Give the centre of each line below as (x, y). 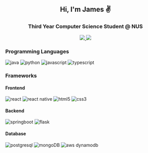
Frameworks (21, 75)
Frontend (15, 88)
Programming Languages (37, 51)
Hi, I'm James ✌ (85, 9)
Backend (15, 111)
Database (16, 133)
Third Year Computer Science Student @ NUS (85, 26)
